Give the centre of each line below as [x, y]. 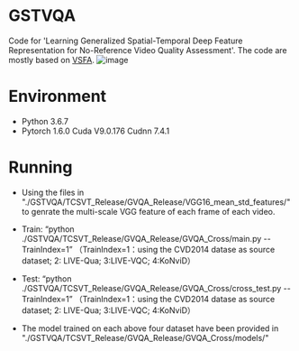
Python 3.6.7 [45, 121]
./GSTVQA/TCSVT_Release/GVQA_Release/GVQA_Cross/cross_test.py [151, 288]
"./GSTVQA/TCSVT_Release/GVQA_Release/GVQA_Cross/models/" [145, 337]
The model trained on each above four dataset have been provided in [150, 328]
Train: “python [48, 229]
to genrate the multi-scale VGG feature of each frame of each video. [148, 211]
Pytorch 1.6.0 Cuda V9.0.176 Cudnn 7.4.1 [95, 131]
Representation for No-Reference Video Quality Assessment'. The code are [148, 50]
